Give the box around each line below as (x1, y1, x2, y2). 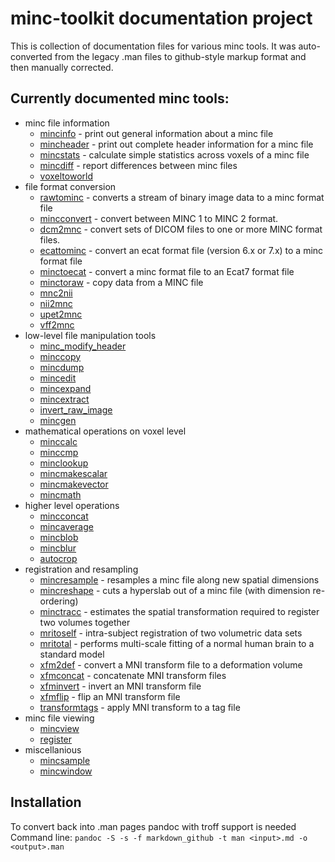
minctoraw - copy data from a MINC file (39, 276, 204, 288)
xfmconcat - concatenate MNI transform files (39, 669, 227, 681)
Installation (10, 794, 82, 811)
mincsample (39, 754, 91, 766)
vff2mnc (39, 318, 75, 331)
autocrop (39, 552, 78, 564)
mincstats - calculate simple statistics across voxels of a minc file (39, 148, 310, 161)
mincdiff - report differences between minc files (39, 159, 238, 171)
